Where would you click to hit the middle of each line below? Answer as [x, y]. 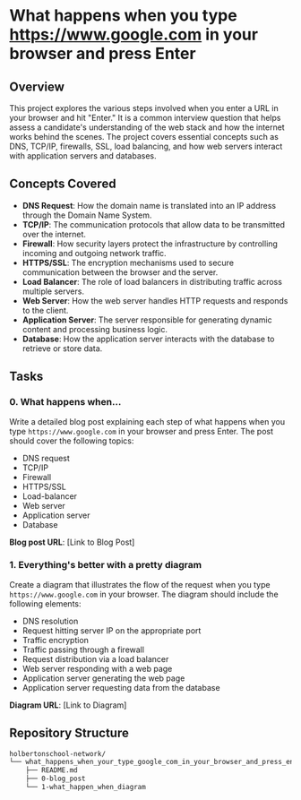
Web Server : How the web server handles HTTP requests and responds [155, 300]
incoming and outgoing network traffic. [95, 253]
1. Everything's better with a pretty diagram [106, 565]
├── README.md [52, 770]
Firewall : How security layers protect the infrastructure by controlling [150, 244]
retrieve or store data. [62, 348]
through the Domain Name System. [87, 215]
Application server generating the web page [103, 678]
